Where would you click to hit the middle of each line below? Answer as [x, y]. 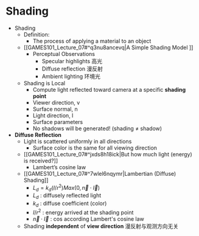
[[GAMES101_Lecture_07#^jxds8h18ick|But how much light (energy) [108, 154]
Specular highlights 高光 [72, 61]
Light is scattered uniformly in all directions [78, 141]
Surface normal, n [55, 109]
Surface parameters [58, 122]
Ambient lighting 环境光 [71, 76]
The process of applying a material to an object [92, 41]
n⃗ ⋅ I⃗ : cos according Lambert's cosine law [88, 219]
